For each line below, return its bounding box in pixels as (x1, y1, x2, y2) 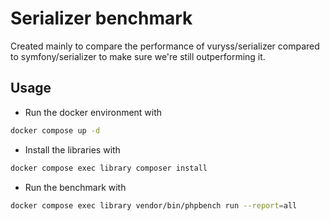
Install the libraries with (24, 143, 121, 156)
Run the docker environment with (24, 106, 163, 118)
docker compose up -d (10, 125, 101, 136)
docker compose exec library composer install (10, 163, 208, 173)
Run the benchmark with (24, 181, 127, 193)
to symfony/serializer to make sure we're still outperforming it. (10, 50, 266, 62)
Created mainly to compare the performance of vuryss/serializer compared (10, 40, 320, 52)
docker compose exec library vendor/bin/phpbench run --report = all (10, 200, 298, 211)
